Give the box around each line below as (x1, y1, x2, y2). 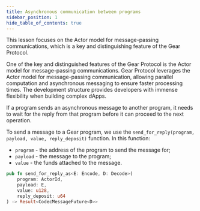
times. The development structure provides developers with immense (6, 86, 178, 94)
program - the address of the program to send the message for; (14, 146, 171, 153)
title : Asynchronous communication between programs (6, 8, 141, 15)
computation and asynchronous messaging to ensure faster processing (6, 80, 183, 87)
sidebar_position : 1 (6, 14, 58, 20)
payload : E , (17, 182, 47, 188)
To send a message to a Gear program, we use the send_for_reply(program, (6, 128, 195, 135)
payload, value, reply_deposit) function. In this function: (6, 135, 150, 142)
